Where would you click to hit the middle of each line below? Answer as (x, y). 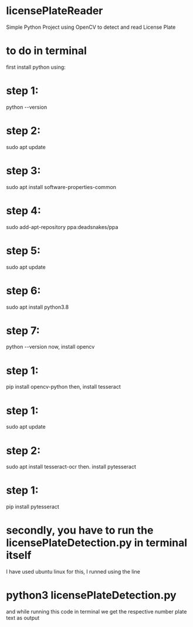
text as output (23, 618)
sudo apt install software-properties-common (61, 187)
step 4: (23, 210)
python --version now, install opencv (50, 347)
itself (19, 555)
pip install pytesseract (33, 507)
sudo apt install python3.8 (38, 307)
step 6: (23, 290)
